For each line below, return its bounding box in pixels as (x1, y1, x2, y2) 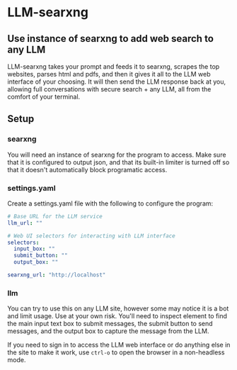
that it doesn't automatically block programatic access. (7, 165, 168, 174)
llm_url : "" (7, 219, 42, 227)
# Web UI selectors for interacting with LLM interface (7, 232, 175, 240)
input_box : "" (13, 245, 55, 252)
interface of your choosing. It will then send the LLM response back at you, (7, 77, 226, 86)
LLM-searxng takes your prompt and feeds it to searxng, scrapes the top (7, 62, 220, 71)
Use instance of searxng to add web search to (7, 33, 214, 45)
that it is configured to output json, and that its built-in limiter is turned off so (7, 157, 230, 167)
